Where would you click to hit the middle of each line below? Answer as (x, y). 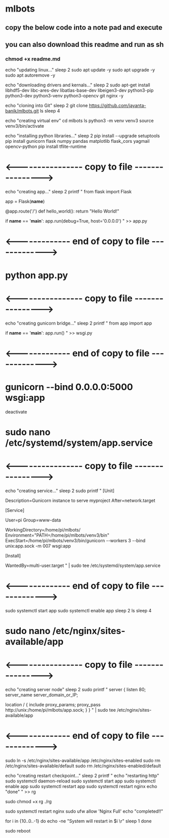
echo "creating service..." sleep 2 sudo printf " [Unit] (60, 491)
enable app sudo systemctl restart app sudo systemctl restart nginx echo (81, 786)
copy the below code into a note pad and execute (84, 28)
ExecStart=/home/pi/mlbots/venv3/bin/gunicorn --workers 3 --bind (75, 540)
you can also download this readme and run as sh (84, 44)
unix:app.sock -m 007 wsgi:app (38, 546)
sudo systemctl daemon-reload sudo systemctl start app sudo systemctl (80, 781)
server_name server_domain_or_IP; (42, 695)
